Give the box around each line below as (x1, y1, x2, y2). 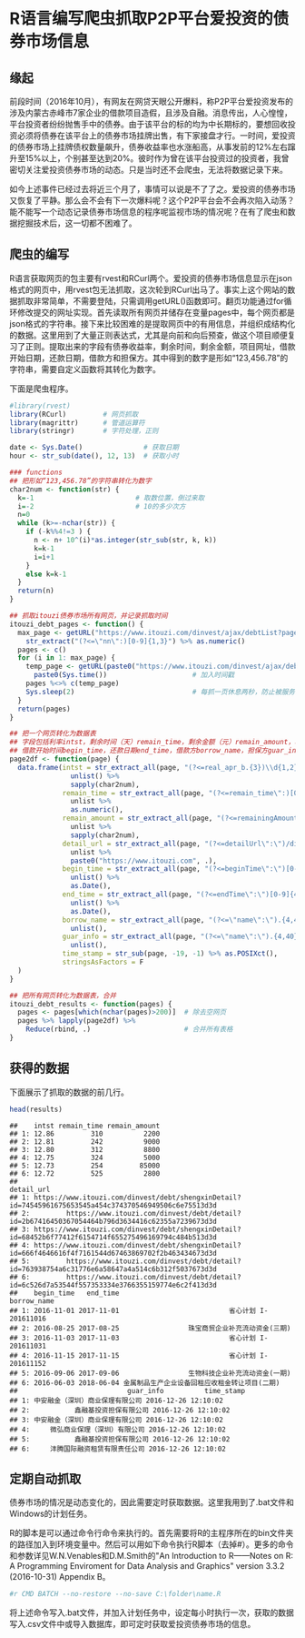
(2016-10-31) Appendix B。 (9, 1572, 111, 1582)
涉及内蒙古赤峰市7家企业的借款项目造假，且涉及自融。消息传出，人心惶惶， (9, 107, 292, 118)
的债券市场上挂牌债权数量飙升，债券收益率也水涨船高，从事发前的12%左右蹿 (9, 142, 296, 152)
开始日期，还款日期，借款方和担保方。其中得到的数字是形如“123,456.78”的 (9, 352, 289, 363)
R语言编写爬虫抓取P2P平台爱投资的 (9, 8, 274, 29)
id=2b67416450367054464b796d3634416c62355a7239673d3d (9, 1217, 218, 1226)
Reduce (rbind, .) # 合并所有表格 (25, 1025, 233, 1034)
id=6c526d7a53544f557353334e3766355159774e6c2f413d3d (9, 1280, 218, 1289)
